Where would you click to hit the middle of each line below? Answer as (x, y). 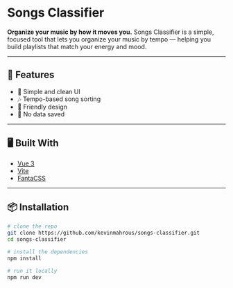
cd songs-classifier (37, 240)
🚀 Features (31, 75)
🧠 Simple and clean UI (49, 91)
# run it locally (32, 271)
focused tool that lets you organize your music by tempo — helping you (109, 39)
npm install (24, 258)
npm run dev (24, 277)
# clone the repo (32, 226)
